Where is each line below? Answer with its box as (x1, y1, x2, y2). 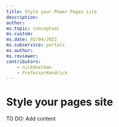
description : (6, 14, 39, 20)
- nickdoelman (17, 64, 52, 70)
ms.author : (6, 48, 33, 54)
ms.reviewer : (6, 53, 39, 59)
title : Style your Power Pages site (6, 8, 97, 15)
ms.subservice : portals (6, 42, 65, 48)
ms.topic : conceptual (6, 25, 60, 32)
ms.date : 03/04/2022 (6, 36, 58, 42)
